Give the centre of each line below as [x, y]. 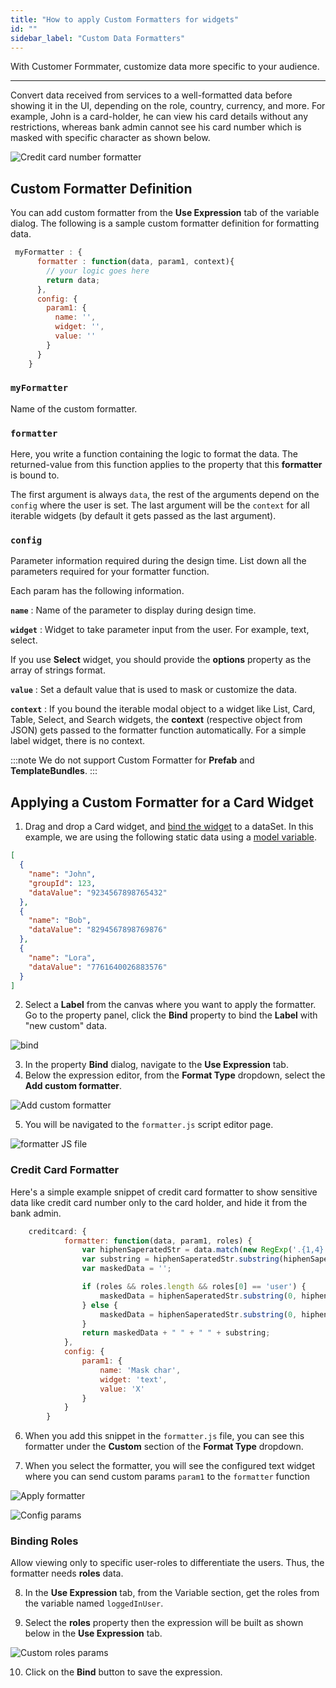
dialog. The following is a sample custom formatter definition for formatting [165, 223]
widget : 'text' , [133, 1379]
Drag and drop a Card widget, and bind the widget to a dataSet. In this [169, 827]
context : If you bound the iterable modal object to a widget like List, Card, [163, 709]
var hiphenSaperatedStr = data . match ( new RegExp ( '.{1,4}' [205, 1250]
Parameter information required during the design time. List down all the [158, 561]
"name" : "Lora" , [62, 957]
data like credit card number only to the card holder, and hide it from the [159, 1202]
